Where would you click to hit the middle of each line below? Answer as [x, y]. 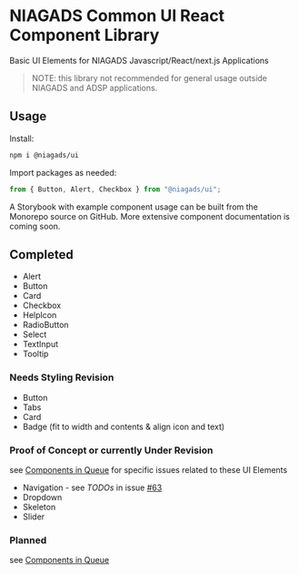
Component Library [85, 35]
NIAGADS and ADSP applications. [95, 87]
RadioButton [46, 325]
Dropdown [42, 497]
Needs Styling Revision [62, 377]
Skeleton [39, 507]
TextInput [40, 344]
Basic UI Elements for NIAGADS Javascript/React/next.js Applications [140, 60]
